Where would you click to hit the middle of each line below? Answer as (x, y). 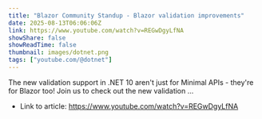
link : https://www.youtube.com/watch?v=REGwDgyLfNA (96, 30)
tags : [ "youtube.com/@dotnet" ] (60, 60)
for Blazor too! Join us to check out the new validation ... (101, 90)
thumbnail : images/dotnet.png (59, 52)
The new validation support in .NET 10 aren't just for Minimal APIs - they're (131, 82)
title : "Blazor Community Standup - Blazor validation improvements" (127, 15)
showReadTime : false (43, 45)
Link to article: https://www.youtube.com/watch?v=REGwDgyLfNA (129, 106)
